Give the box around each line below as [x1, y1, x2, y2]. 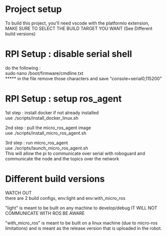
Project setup [5, 4, 62, 15]
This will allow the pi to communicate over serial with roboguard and [5, 150, 146, 156]
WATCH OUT [5, 189, 32, 196]
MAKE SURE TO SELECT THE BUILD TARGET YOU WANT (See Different [5, 25, 153, 31]
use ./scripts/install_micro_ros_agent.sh [5, 130, 86, 136]
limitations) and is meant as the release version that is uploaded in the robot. [5, 225, 162, 231]
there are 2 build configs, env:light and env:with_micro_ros [5, 195, 126, 201]
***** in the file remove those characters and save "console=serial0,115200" [5, 75, 162, 81]
